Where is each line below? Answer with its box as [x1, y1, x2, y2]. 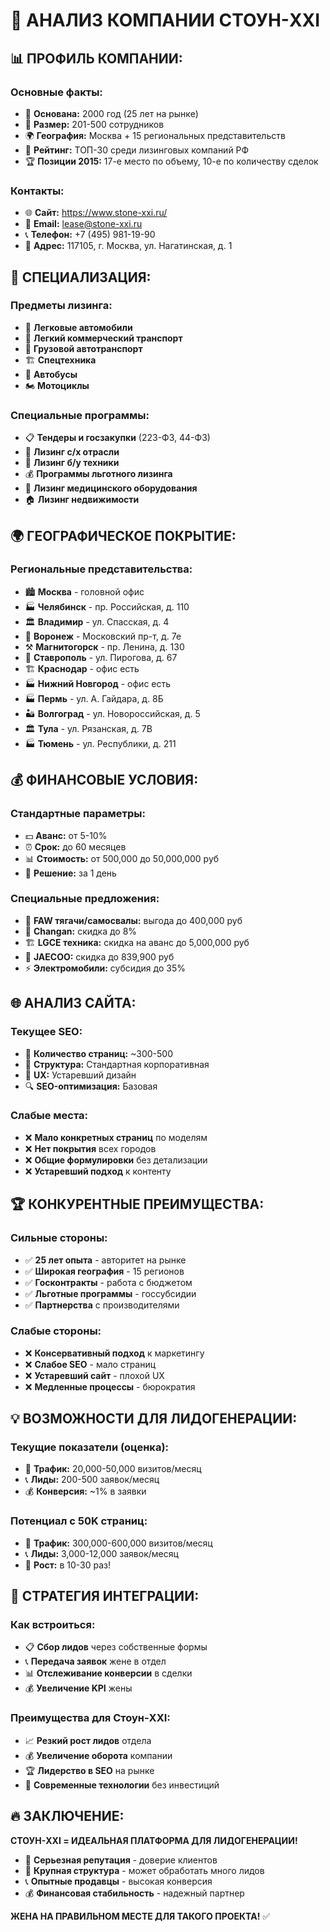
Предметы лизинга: [10, 299, 113, 313]
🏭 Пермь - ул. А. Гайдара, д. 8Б [24, 692, 164, 704]
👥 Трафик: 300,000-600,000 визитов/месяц [24, 1537, 213, 1549]
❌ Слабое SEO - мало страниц [24, 1358, 157, 1370]
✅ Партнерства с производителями [24, 1299, 180, 1311]
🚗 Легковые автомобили [24, 321, 133, 333]
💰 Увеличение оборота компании [24, 1749, 173, 1761]
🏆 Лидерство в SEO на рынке [24, 1764, 155, 1776]
